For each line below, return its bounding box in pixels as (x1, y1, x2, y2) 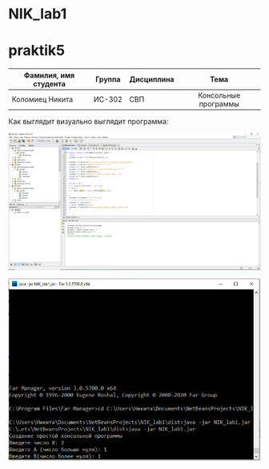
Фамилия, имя (23, 70, 75, 80)
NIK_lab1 (8, 5, 67, 23)
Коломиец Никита (11, 95, 74, 104)
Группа (95, 75, 121, 84)
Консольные (197, 90, 241, 100)
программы (199, 99, 240, 108)
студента (33, 79, 66, 88)
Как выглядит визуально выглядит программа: (8, 117, 169, 127)
